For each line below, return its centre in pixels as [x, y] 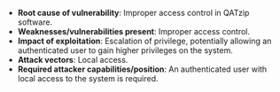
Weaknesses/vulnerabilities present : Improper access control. [134, 31]
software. [35, 22]
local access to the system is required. [88, 78]
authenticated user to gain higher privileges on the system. [125, 50]
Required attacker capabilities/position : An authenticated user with [142, 69]
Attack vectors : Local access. [73, 60]
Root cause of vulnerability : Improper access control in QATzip [133, 13]
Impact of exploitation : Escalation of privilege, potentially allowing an [144, 41]
